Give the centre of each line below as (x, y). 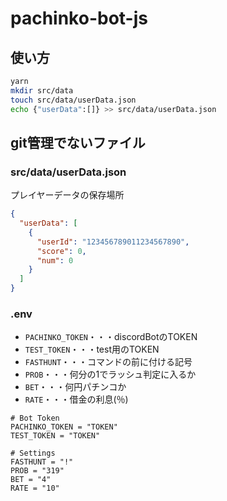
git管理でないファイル (78, 142)
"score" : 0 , (61, 251)
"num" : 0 (55, 260)
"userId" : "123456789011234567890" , (113, 242)
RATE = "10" (35, 488)
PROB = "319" (37, 471)
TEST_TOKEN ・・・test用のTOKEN (92, 349)
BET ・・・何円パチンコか (75, 387)
